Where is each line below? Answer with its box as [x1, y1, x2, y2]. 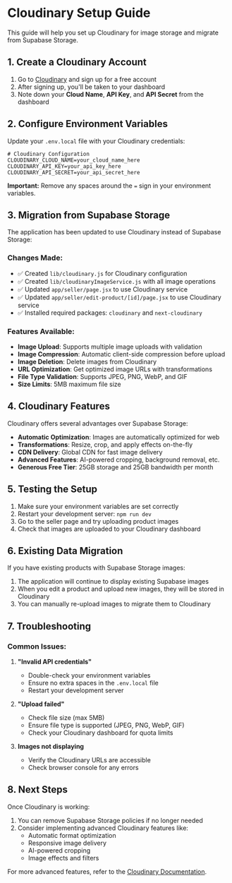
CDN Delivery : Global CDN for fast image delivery [17, 447, 163, 456]
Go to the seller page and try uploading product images [17, 517, 179, 525]
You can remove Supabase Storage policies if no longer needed [17, 816, 203, 824]
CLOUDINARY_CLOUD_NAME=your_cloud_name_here [7, 157, 140, 164]
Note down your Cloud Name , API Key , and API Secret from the [17, 90, 204, 98]
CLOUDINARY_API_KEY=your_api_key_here [7, 162, 121, 170]
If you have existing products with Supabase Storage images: [7, 563, 185, 572]
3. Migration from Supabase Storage [7, 209, 171, 221]
